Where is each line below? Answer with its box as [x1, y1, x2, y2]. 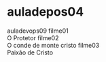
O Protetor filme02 [7, 33, 59, 42]
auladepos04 [7, 4, 84, 20]
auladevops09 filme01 [7, 27, 69, 35]
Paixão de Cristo [7, 48, 53, 57]
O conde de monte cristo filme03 [7, 41, 100, 49]
